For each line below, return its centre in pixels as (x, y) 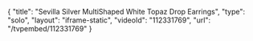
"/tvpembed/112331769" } (50, 29)
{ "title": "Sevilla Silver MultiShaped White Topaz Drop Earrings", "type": (126, 12)
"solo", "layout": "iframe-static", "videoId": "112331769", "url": (109, 20)
